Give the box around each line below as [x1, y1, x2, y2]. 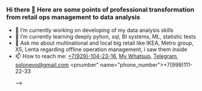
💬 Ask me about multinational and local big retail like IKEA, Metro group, [15, 39, 194, 47]
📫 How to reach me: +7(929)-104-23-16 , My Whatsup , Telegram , [15, 52, 178, 60]
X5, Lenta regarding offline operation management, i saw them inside [15, 46, 187, 53]
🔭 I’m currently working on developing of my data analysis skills [15, 27, 174, 34]
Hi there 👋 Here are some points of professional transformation [6, 5, 195, 14]
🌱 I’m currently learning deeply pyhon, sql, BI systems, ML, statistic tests [15, 33, 197, 40]
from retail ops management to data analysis [6, 13, 140, 21]
